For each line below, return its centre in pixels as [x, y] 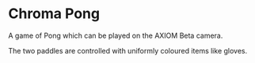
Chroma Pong [54, 14]
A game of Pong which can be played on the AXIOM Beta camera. [116, 35]
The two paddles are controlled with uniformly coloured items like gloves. [128, 50]
